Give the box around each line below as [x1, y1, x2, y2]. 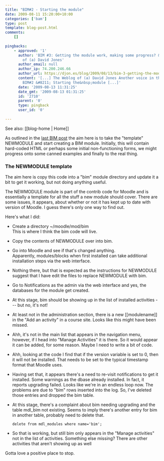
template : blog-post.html [5, 26, 58, 30]
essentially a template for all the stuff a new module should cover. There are [5, 194, 158, 200]
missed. [12, 322, 28, 328]
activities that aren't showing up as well [12, 441, 92, 447]
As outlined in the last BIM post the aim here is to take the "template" [5, 135, 143, 141]
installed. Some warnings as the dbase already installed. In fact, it [12, 377, 144, 383]
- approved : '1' [14, 48, 47, 53]
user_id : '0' [18, 107, 45, 113]
